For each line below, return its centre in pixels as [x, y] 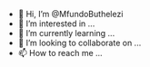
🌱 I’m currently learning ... [66, 33]
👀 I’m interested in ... [56, 24]
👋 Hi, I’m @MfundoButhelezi [70, 14]
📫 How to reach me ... [60, 53]
